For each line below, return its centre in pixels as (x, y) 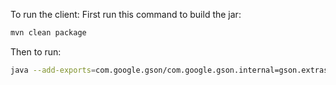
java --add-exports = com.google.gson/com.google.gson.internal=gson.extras (169, 70)
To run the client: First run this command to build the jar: (126, 14)
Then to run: (36, 51)
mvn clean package (48, 33)
